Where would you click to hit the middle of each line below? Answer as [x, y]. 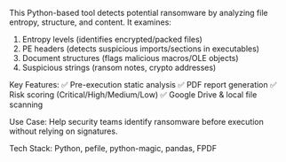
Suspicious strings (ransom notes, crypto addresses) [119, 67]
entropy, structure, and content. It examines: [90, 22]
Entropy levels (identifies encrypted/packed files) [112, 39]
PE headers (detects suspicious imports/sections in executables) [141, 49]
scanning [26, 104]
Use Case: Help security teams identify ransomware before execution [137, 122]
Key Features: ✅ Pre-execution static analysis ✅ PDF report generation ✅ [143, 85]
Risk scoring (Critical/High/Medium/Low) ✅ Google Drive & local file [133, 95]
